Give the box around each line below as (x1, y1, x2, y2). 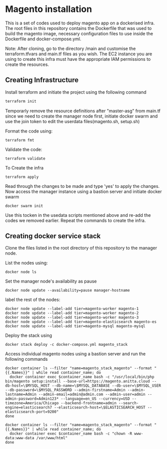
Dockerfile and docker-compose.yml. (5, 36, 82, 42)
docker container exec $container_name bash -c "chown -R (9, 431, 133, 437)
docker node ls (5, 270, 37, 275)
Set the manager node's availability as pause (5, 278, 97, 285)
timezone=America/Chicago (5, 401, 59, 406)
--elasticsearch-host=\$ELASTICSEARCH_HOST (54, 405, 146, 410)
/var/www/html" (36, 436, 68, 441)
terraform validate (5, 156, 46, 161)
